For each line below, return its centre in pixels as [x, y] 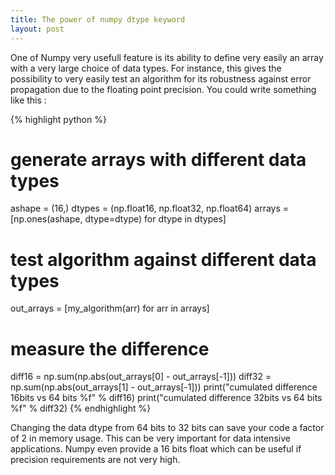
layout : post [37, 29]
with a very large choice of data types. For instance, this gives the [146, 68]
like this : [28, 100]
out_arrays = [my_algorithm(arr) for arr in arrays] [110, 308]
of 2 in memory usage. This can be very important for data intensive [150, 438]
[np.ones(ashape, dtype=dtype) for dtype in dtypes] [118, 219]
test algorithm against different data [163, 259]
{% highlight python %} [58, 119]
